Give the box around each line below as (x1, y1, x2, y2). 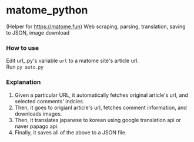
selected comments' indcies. (14, 97, 85, 104)
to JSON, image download (6, 29, 69, 36)
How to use (6, 43, 39, 52)
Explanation (6, 78, 41, 86)
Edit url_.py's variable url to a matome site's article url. (6, 57, 139, 65)
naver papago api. (14, 123, 59, 130)
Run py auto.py (6, 63, 44, 70)
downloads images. (14, 110, 62, 117)
